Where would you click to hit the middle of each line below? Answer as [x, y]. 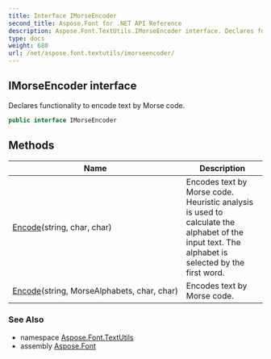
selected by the [215, 262]
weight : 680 [28, 46]
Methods [31, 146]
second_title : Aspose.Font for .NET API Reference [95, 23]
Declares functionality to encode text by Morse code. [97, 105]
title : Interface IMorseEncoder [63, 16]
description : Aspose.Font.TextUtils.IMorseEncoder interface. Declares [131, 31]
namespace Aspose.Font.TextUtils [77, 337]
